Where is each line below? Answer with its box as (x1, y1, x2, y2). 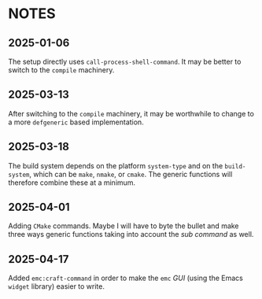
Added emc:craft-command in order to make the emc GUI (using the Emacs (8, 273, 244, 283)
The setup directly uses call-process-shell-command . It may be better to (8, 57, 242, 66)
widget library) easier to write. (8, 282, 105, 291)
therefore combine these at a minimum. (8, 178, 136, 187)
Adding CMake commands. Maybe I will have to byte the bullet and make (8, 221, 239, 231)
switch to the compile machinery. (8, 65, 115, 75)
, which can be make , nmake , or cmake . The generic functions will (28, 169, 233, 179)
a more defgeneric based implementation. (8, 117, 144, 127)
